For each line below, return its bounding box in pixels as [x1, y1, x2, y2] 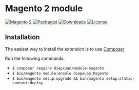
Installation [5, 33, 40, 41]
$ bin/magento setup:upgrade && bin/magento [12, 76, 104, 81]
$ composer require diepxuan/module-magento [12, 66, 104, 71]
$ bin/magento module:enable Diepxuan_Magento [12, 71, 109, 76]
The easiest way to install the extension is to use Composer [5, 46, 125, 52]
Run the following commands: [5, 55, 65, 61]
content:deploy [12, 80, 43, 85]
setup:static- [106, 76, 135, 81]
